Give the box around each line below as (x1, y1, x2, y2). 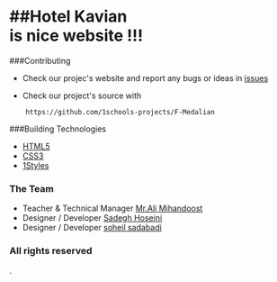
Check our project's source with (22, 90, 142, 101)
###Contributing (9, 55, 71, 66)
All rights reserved (9, 245, 93, 258)
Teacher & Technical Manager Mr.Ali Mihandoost (22, 203, 203, 214)
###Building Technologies (9, 123, 106, 134)
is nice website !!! (9, 25, 144, 46)
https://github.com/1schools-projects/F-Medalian (25, 107, 216, 116)
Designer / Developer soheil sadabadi (22, 223, 162, 233)
